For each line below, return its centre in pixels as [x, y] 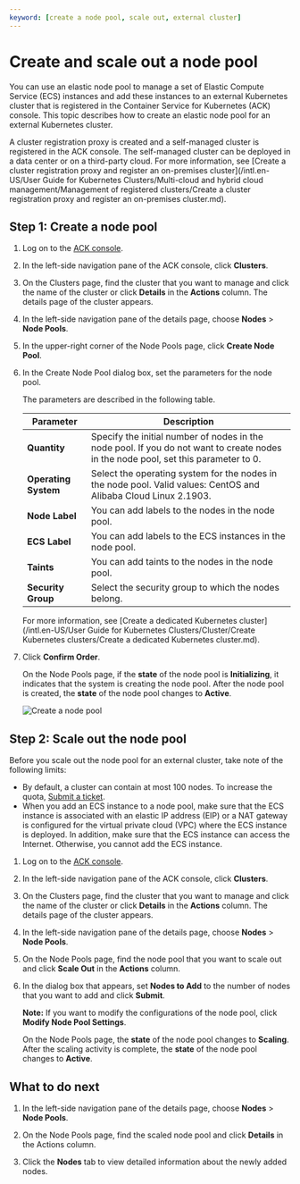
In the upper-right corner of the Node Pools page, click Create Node [148, 346]
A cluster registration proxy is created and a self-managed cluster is [134, 142]
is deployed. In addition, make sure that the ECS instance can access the [156, 835]
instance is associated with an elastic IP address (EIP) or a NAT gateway [155, 816]
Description [189, 422]
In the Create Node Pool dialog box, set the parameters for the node [147, 373]
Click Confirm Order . [61, 657]
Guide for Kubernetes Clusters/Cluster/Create [172, 630]
